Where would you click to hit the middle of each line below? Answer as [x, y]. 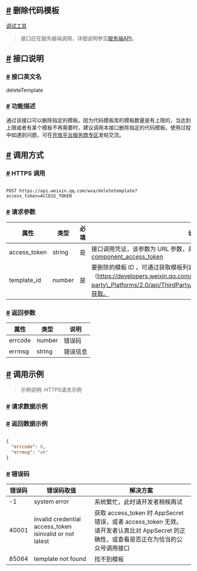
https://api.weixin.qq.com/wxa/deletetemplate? [78, 191]
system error [51, 501]
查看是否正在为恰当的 [147, 539]
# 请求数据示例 [27, 406]
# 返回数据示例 [27, 424]
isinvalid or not [54, 533]
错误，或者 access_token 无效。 [138, 522]
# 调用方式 [25, 155]
